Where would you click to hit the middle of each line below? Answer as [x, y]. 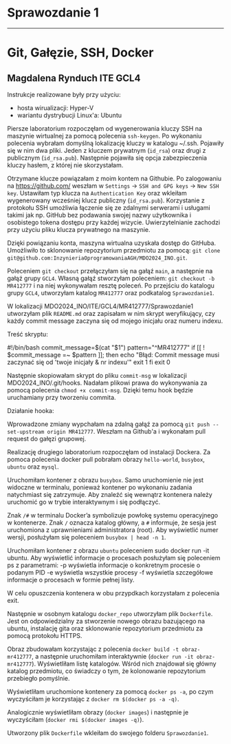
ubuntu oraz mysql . [33, 467]
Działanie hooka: [31, 410]
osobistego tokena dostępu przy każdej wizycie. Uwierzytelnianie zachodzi [114, 222]
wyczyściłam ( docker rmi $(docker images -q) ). [76, 719]
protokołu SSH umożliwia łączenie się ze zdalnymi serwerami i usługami [109, 207]
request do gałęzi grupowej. [47, 438]
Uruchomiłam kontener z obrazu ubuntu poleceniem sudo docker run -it [108, 550]
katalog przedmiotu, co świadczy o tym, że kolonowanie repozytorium [107, 671]
